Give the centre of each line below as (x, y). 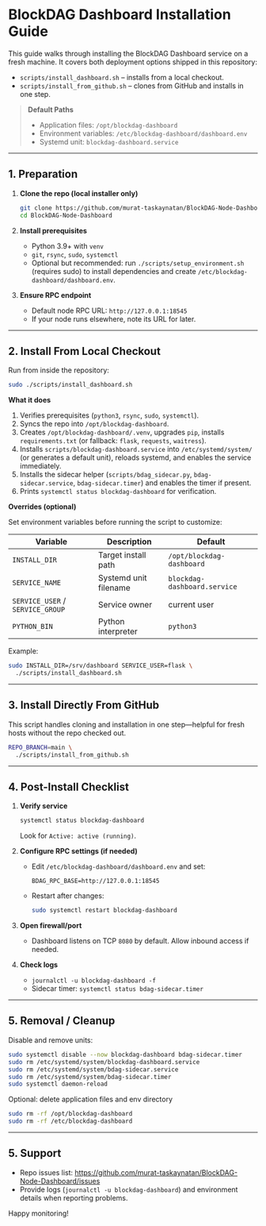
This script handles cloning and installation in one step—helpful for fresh (127, 724)
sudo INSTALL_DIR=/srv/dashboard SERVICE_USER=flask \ (101, 666)
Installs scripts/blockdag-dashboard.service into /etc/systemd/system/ (136, 449)
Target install (122, 555)
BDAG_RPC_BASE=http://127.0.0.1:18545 (95, 881)
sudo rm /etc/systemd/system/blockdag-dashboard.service (104, 1062)
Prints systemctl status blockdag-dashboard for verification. (118, 492)
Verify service (44, 806)
